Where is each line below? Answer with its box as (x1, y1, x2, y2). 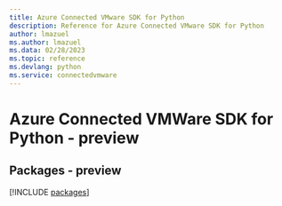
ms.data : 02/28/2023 (9, 46, 86, 55)
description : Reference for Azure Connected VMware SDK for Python (9, 21, 265, 30)
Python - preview (9, 128, 140, 147)
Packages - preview (9, 163, 122, 178)
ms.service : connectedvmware (9, 71, 117, 80)
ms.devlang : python (9, 63, 82, 72)
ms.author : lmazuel (9, 37, 82, 47)
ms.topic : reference (9, 54, 86, 63)
